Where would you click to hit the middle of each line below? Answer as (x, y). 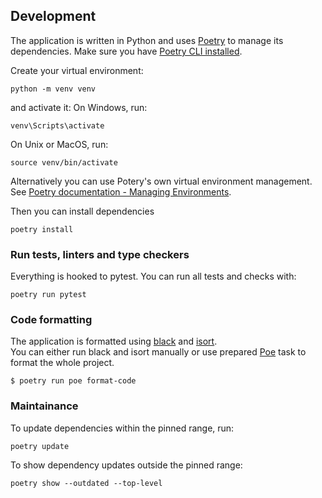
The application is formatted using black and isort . (114, 341)
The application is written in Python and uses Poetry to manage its (147, 40)
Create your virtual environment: (77, 70)
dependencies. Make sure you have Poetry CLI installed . (126, 51)
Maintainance (44, 406)
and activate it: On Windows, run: (79, 107)
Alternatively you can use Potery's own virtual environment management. (161, 181)
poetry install (42, 229)
